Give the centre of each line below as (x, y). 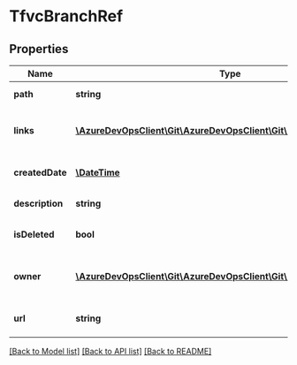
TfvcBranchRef (66, 16)
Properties (39, 49)
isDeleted (34, 234)
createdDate (40, 172)
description (38, 203)
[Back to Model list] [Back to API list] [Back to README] (110, 351)
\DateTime (98, 172)
